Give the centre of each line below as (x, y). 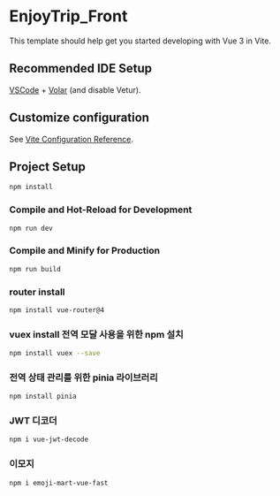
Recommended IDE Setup (81, 69)
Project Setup (48, 167)
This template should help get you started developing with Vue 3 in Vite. (140, 41)
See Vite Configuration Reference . (72, 139)
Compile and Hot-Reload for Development (101, 210)
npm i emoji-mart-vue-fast (59, 483)
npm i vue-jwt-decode (49, 439)
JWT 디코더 (33, 421)
